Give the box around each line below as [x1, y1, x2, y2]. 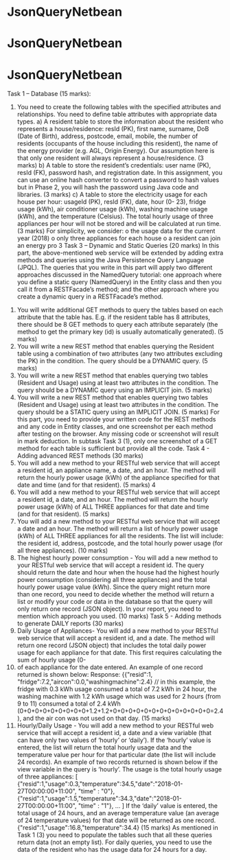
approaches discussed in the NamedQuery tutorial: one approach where [16, 270, 222, 279]
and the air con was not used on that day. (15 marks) [23, 714, 172, 723]
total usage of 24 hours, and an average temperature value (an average [16, 809, 220, 817]
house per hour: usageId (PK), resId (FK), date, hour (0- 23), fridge [16, 198, 207, 206]
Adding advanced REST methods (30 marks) [16, 452, 144, 460]
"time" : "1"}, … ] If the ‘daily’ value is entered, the [78, 802, 218, 810]
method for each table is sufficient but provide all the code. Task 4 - [16, 444, 210, 453]
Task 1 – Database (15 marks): [7, 90, 91, 98]
